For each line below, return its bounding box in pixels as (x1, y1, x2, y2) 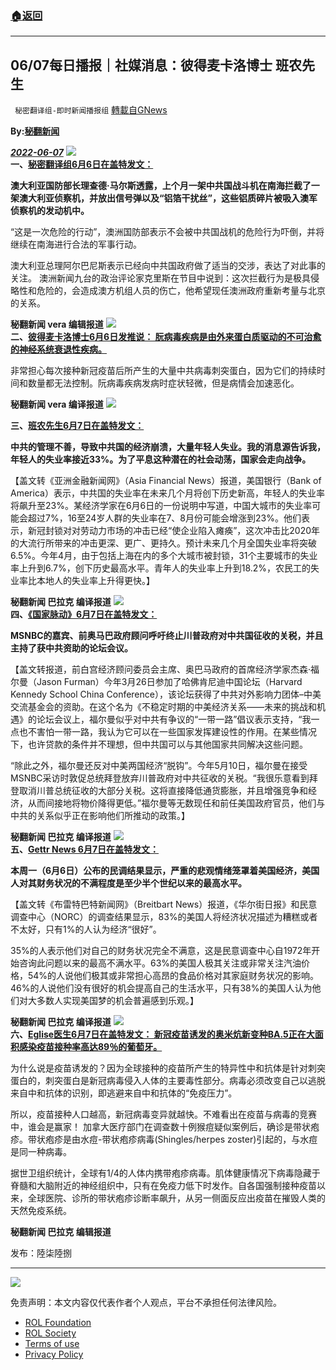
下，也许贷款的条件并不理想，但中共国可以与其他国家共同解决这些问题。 (10, 738, 308, 751)
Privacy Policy (24, 1348, 84, 1361)
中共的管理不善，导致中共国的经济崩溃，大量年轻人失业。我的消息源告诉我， (10, 441, 326, 453)
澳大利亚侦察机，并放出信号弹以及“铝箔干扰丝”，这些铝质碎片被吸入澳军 (18, 192, 318, 204)
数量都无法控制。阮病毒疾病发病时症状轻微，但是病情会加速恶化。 (27, 377, 300, 389)
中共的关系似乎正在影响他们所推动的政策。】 (10, 810, 190, 822)
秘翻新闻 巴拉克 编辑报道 (10, 1226, 112, 1238)
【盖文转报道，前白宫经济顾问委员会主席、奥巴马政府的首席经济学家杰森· (10, 663, 312, 676)
